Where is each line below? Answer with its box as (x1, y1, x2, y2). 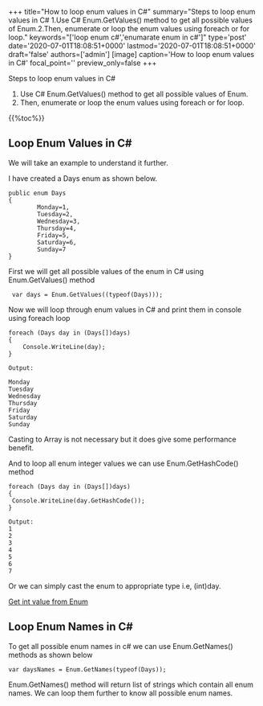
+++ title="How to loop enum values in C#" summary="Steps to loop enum (8, 7, 256, 16)
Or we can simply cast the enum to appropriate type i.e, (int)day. (8, 581, 221, 590)
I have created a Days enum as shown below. (8, 173, 158, 183)
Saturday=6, (37, 238, 78, 246)
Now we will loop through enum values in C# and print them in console (8, 305, 242, 314)
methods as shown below (8, 650, 93, 659)
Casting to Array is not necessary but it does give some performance (8, 434, 237, 444)
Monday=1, (37, 203, 70, 211)
